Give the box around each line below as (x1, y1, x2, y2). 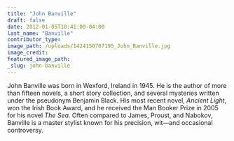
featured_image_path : (7, 56, 71, 63)
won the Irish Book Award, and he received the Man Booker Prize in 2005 (7, 103, 219, 112)
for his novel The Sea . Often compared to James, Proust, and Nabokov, (7, 111, 213, 119)
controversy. (7, 126, 44, 134)
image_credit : (7, 50, 49, 57)
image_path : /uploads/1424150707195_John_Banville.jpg (7, 43, 171, 50)
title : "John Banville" (7, 10, 77, 17)
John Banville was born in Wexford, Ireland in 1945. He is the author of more (7, 81, 227, 89)
